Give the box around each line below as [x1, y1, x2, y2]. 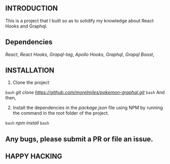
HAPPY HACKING [5, 152, 62, 161]
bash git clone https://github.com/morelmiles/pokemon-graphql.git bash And [5, 89, 165, 96]
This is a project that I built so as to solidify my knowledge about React [5, 17, 154, 23]
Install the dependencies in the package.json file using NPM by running [12, 104, 163, 111]
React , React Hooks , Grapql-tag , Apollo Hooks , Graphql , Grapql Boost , [5, 51, 155, 58]
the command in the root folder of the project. [12, 110, 109, 116]
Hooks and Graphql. [5, 23, 47, 29]
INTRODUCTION [5, 4, 58, 13]
